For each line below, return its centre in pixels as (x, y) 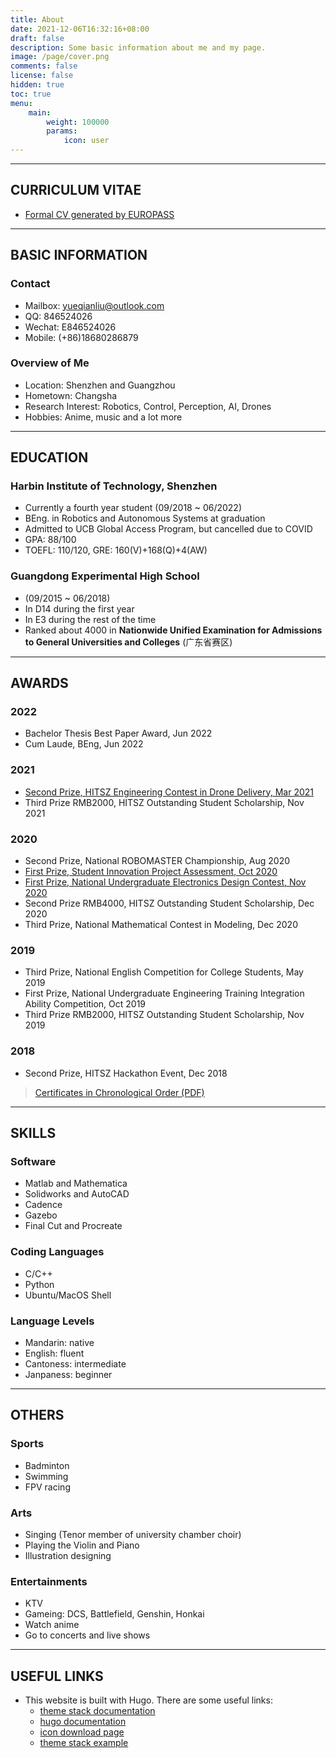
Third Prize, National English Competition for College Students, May (164, 972)
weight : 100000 (78, 122)
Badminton (47, 1465)
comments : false (44, 66)
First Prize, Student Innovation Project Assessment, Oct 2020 (151, 872)
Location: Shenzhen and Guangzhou (100, 385)
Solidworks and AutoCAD (77, 1194)
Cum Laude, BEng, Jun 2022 (84, 744)
